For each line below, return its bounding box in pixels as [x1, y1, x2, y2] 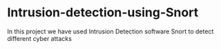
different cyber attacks [7, 34, 73, 42]
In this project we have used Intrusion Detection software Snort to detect [7, 27, 214, 35]
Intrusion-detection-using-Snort [7, 5, 199, 20]
